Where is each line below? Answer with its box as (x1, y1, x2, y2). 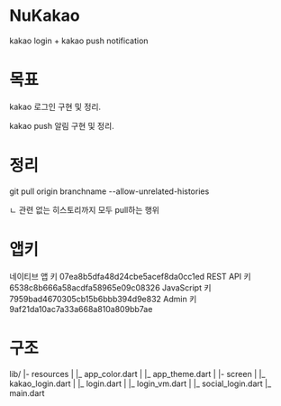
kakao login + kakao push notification (9, 35, 149, 46)
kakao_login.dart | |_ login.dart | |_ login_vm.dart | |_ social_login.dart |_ (9, 378, 272, 389)
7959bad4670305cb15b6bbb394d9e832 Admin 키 (9, 293, 197, 304)
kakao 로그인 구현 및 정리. (9, 101, 102, 112)
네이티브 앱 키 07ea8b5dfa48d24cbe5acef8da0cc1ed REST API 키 (9, 271, 251, 281)
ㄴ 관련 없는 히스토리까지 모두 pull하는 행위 (9, 204, 160, 215)
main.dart (9, 387, 45, 398)
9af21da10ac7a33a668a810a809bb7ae (9, 303, 153, 314)
